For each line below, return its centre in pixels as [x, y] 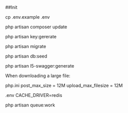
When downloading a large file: [38, 76]
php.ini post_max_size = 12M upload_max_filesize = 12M [64, 86]
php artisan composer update [36, 27]
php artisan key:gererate [31, 37]
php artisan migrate [26, 46]
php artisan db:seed [26, 56]
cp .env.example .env [27, 17]
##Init [11, 7]
